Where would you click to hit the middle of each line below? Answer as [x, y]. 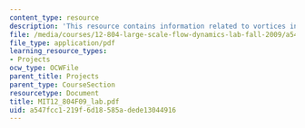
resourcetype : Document [54, 93]
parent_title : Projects [54, 77]
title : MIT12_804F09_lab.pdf [64, 101]
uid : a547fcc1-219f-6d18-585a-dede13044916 [93, 110]
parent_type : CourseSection [63, 85]
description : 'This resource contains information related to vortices [148, 26]
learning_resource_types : [58, 51]
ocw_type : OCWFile [44, 69]
